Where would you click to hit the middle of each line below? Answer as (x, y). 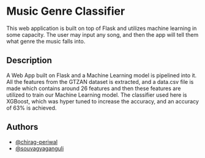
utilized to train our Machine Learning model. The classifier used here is (97, 95)
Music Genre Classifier (66, 11)
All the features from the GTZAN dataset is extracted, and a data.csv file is (100, 81)
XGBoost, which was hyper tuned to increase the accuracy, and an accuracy (102, 101)
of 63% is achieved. (32, 108)
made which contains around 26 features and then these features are (94, 88)
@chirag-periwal (36, 141)
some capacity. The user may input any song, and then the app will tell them (102, 34)
